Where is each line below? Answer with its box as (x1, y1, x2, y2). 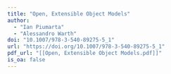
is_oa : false (7, 56, 46, 63)
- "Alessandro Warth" (13, 30, 77, 37)
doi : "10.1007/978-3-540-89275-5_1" (7, 37, 115, 44)
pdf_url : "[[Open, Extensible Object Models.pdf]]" (7, 50, 162, 57)
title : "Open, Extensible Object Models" (7, 10, 131, 18)
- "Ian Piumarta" (13, 23, 65, 30)
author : (7, 17, 30, 24)
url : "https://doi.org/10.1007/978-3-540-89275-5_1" (7, 43, 165, 50)
